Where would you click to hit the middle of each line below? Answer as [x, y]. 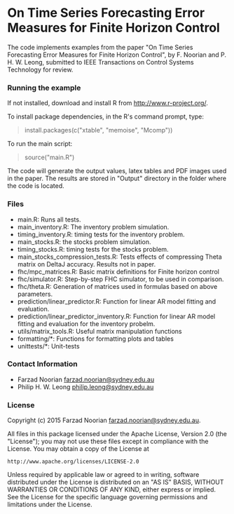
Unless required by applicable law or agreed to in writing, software [103, 475]
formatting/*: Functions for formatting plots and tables [95, 339]
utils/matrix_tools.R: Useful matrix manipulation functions [99, 331]
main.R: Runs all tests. [49, 219]
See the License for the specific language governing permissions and [108, 497]
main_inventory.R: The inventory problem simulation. [93, 226]
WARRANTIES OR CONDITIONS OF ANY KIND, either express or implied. [111, 489]
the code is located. [36, 186]
